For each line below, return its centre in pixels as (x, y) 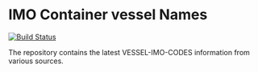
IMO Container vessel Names (108, 15)
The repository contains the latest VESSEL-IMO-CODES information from (129, 52)
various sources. (36, 61)
